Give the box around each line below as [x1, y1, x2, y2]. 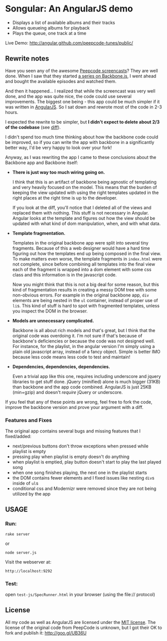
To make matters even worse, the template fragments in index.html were [12, 255, 163, 261]
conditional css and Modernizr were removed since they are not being [12, 485, 157, 491]
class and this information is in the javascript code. [12, 271, 117, 277]
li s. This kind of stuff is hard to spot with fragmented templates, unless [12, 302, 160, 308]
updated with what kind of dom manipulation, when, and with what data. [12, 220, 161, 226]
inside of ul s [12, 480, 39, 486]
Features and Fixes [5, 416, 52, 423]
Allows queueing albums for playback [12, 24, 90, 30]
